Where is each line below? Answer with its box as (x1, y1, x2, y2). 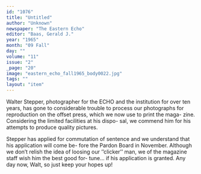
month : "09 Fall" (6, 43, 50, 49)
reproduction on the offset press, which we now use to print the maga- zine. (6, 111, 196, 118)
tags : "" (6, 76, 28, 82)
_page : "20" (6, 64, 36, 71)
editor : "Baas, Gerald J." (6, 31, 74, 37)
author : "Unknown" (6, 20, 52, 26)
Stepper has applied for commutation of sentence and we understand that (6, 135, 190, 142)
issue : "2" (6, 59, 34, 65)
